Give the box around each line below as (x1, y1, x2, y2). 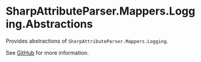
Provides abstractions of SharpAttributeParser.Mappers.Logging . (5, 37, 169, 44)
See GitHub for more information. (5, 49, 90, 56)
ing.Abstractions (5, 17, 93, 31)
